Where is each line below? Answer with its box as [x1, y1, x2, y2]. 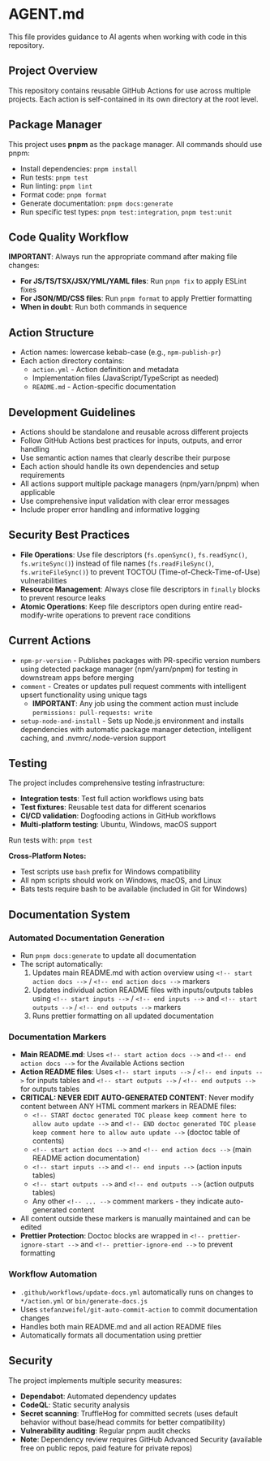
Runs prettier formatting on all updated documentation [32, 1011, 214, 1021]
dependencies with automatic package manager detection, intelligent [19, 724, 252, 734]
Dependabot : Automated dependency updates [19, 1391, 177, 1401]
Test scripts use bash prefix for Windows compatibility [19, 867, 201, 877]
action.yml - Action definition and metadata [32, 365, 179, 375]
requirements [19, 470, 65, 479]
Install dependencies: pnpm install [19, 163, 138, 173]
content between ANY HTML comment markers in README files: [19, 1102, 237, 1112]
